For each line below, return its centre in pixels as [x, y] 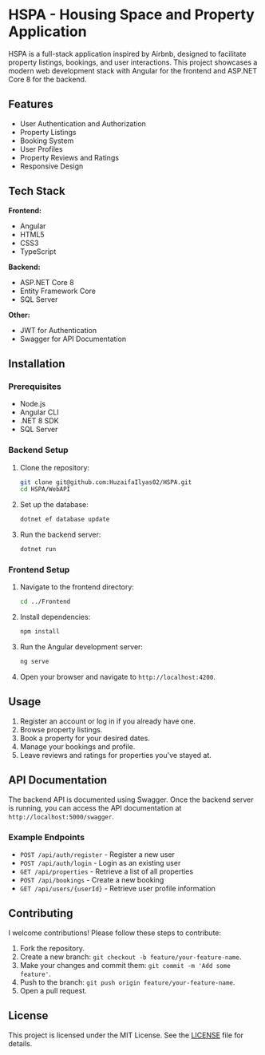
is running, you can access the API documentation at [95, 807]
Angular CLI [39, 412]
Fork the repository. [52, 948]
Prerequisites [35, 387]
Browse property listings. [61, 729]
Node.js [33, 404]
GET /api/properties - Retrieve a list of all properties [107, 871]
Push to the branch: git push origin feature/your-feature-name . [127, 982]
